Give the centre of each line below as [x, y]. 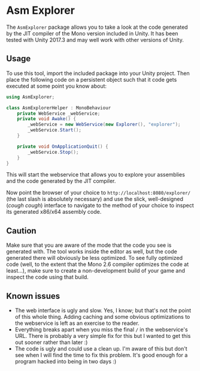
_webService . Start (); [55, 130]
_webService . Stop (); [53, 152]
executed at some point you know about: [56, 86]
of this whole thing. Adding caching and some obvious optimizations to [102, 317]
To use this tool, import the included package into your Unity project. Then [98, 73]
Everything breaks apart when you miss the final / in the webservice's [101, 330]
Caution [22, 231]
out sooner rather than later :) [51, 342]
